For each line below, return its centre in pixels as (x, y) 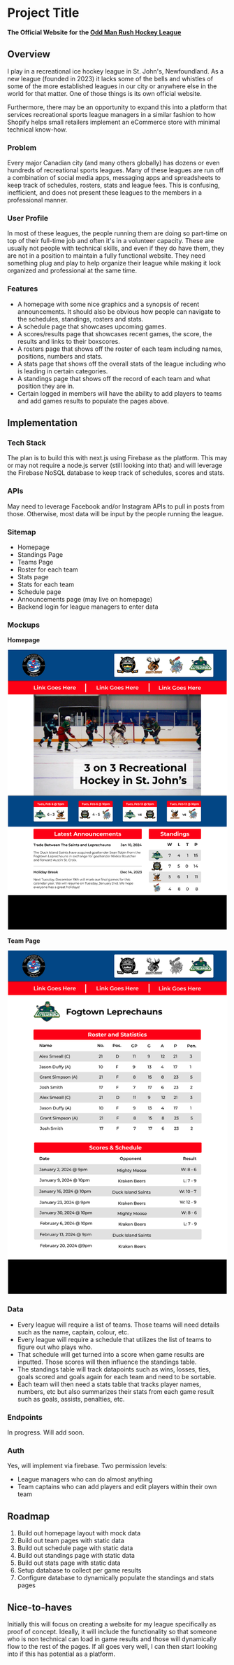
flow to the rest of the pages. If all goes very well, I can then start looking (112, 1647)
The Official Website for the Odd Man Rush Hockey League (94, 32)
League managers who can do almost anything (85, 1479)
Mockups (24, 625)
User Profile (28, 218)
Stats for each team (46, 584)
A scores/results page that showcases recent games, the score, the (115, 333)
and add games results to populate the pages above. (93, 401)
